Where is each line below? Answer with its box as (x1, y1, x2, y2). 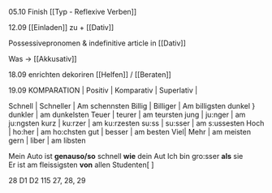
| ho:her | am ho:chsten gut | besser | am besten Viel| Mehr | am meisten (8, 127, 252, 136)
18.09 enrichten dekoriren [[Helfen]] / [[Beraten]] (8, 70, 172, 79)
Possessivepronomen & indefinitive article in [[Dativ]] (8, 38, 187, 48)
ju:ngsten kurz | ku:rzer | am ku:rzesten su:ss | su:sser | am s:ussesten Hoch (8, 118, 265, 128)
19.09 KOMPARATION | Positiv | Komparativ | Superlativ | (8, 85, 198, 95)
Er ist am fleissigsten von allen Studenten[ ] (8, 160, 154, 169)
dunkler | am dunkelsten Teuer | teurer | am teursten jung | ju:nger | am (8, 109, 246, 119)
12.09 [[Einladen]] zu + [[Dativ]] (8, 23, 114, 32)
